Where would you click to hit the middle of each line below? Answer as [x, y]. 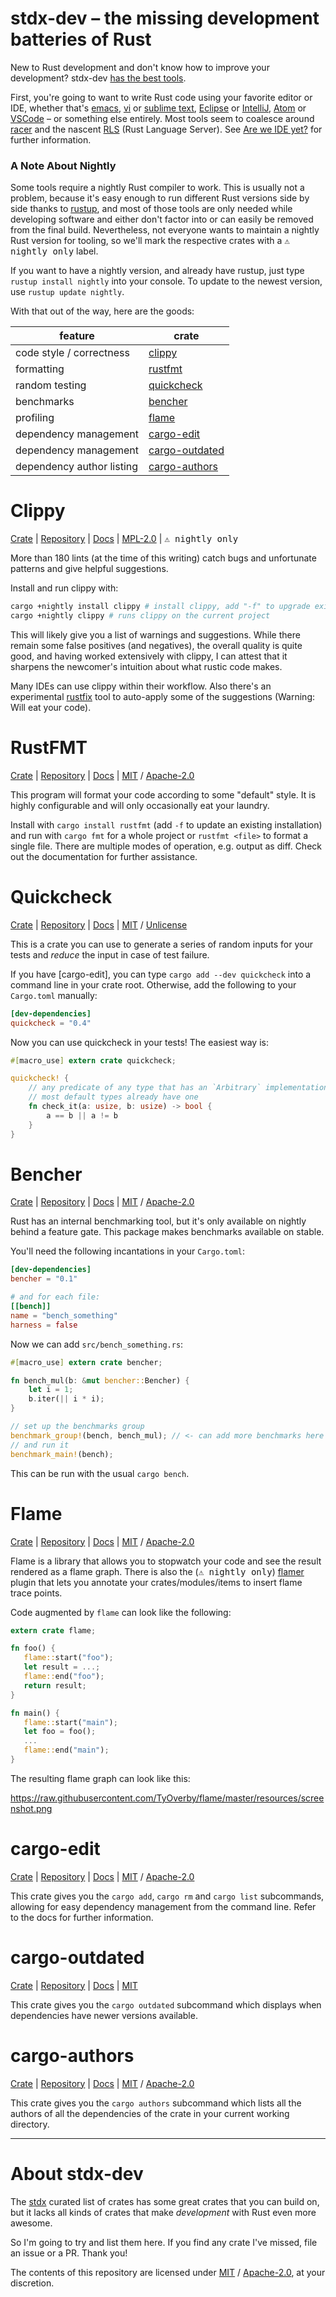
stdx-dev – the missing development [165, 18]
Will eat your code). [51, 707]
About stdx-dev [77, 2173]
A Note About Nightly [63, 165]
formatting [40, 369]
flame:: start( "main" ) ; [70, 1722]
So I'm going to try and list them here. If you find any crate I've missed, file [164, 2242]
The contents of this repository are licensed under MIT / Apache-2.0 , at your [168, 2272]
